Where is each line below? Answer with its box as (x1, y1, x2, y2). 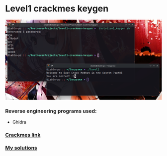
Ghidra (12, 119, 26, 125)
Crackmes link (5, 131, 41, 138)
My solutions (5, 145, 37, 152)
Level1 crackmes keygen (5, 3, 109, 14)
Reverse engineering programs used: (5, 107, 97, 114)
